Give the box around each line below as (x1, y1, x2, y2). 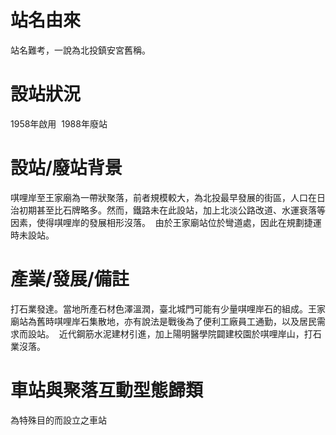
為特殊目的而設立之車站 (10, 414, 107, 426)
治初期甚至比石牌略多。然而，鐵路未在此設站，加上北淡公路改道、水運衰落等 (10, 204, 326, 216)
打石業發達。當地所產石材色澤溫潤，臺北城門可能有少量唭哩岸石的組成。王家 (10, 302, 326, 315)
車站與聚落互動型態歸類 (10, 379, 204, 401)
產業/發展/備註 (10, 268, 130, 290)
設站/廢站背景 (10, 157, 123, 180)
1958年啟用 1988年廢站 (10, 117, 108, 130)
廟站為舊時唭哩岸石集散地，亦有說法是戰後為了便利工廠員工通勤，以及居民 (10, 315, 317, 327)
